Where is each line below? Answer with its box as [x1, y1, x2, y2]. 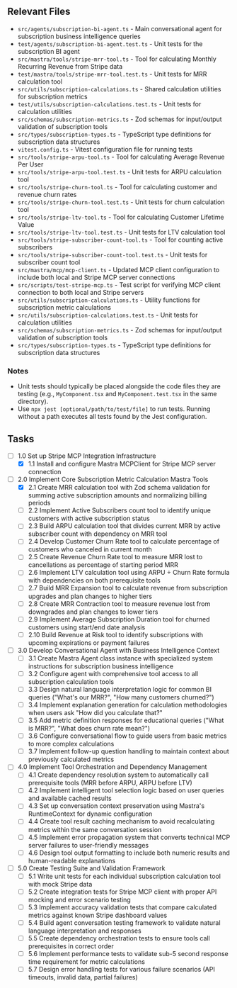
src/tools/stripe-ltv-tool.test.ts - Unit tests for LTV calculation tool [17, 228, 226, 236]
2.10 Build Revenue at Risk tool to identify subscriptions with [28, 630, 204, 639]
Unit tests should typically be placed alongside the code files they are [17, 382, 221, 391]
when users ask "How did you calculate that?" [28, 709, 163, 717]
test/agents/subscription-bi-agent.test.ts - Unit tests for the [17, 39, 203, 48]
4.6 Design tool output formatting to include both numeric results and [28, 848, 230, 857]
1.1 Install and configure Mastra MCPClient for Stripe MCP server [28, 459, 216, 468]
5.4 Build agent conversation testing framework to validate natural [28, 918, 221, 927]
